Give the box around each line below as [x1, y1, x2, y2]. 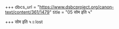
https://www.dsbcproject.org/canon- [39, 4, 114, 10]
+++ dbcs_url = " [5, 4, 40, 10]
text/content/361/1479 [5, 9, 50, 15]
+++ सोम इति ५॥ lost [5, 19, 43, 25]
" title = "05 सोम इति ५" [49, 9, 92, 15]
